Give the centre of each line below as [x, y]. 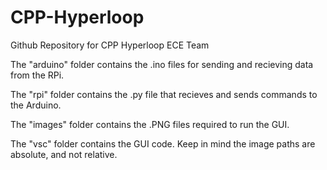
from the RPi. [37, 75]
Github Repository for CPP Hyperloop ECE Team [110, 45]
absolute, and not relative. [64, 154]
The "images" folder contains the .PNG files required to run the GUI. [150, 124]
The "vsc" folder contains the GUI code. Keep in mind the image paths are [163, 143]
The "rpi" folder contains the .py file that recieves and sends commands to [164, 94]
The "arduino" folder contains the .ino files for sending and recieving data [162, 64]
